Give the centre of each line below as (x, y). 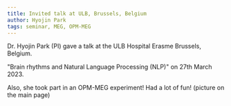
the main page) (29, 95)
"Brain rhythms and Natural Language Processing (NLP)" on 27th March (110, 67)
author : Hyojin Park (37, 20)
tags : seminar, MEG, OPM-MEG (49, 26)
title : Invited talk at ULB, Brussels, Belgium (77, 14)
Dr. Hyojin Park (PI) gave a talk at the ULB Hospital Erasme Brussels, (104, 46)
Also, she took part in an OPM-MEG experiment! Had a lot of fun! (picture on (116, 88)
